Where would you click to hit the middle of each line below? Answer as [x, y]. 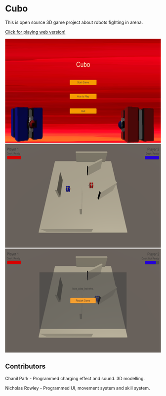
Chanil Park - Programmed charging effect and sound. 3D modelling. [75, 378]
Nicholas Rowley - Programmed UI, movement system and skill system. [78, 388]
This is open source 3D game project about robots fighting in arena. [74, 22]
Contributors [25, 367]
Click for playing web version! [35, 32]
